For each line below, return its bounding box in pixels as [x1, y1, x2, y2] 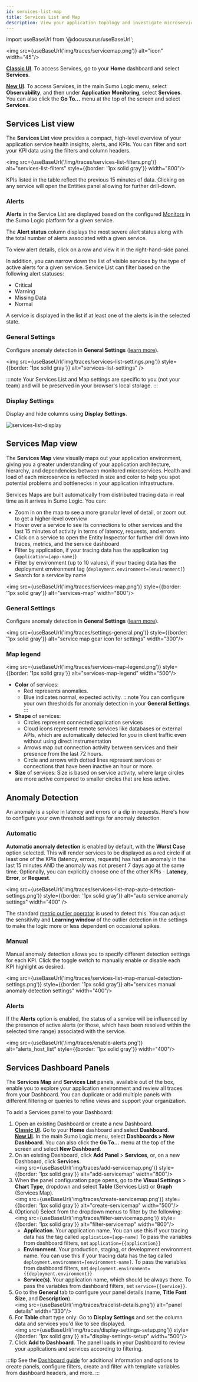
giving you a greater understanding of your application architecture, [6, 461, 171, 468]
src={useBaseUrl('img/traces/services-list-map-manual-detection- [19, 974, 183, 982]
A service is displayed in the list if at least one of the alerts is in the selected [6, 312, 190, 319]
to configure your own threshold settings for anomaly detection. [6, 814, 161, 822]
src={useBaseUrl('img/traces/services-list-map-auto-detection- [19, 885, 176, 893]
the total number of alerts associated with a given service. [6, 235, 147, 242]
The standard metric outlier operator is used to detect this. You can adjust [6, 910, 186, 917]
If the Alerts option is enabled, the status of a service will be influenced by [6, 1015, 187, 1022]
